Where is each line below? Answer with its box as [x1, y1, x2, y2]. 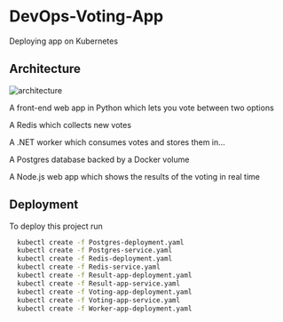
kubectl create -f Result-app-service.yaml [17, 278, 180, 288]
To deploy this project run [9, 221, 104, 231]
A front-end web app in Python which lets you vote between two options [9, 102, 275, 113]
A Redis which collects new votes [9, 119, 131, 130]
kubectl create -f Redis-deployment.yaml [17, 254, 173, 263]
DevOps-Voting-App [9, 6, 164, 27]
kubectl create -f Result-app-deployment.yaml [17, 271, 193, 280]
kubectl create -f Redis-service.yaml [17, 262, 161, 272]
